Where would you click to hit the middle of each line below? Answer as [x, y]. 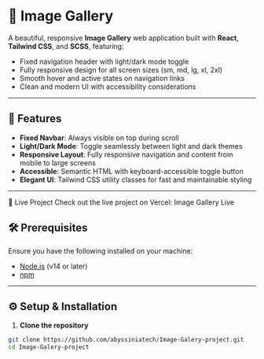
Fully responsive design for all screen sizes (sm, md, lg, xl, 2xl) [121, 69]
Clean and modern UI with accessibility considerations [108, 87]
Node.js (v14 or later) [53, 266]
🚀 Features [35, 118]
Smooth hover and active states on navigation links [102, 78]
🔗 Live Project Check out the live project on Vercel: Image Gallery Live [121, 202]
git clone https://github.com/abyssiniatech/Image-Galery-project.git [126, 340]
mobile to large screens [58, 163]
